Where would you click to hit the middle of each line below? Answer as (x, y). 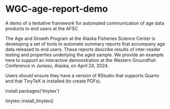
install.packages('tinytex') (32, 91)
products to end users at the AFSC (42, 28)
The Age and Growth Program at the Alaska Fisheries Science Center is (80, 38)
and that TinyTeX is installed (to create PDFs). (53, 81)
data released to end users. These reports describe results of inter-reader (83, 49)
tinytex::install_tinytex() (30, 101)
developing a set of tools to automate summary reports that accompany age (85, 43)
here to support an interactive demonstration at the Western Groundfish (81, 60)
